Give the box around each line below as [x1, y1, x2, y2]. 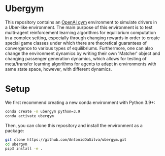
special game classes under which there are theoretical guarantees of [5, 40, 147, 46]
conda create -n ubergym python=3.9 [5, 109, 80, 114]
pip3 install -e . [5, 146, 43, 151]
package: [5, 128, 24, 133]
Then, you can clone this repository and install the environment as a [5, 122, 143, 128]
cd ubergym [5, 142, 28, 147]
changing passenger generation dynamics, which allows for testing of [5, 55, 147, 61]
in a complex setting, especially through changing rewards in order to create [5, 35, 160, 41]
